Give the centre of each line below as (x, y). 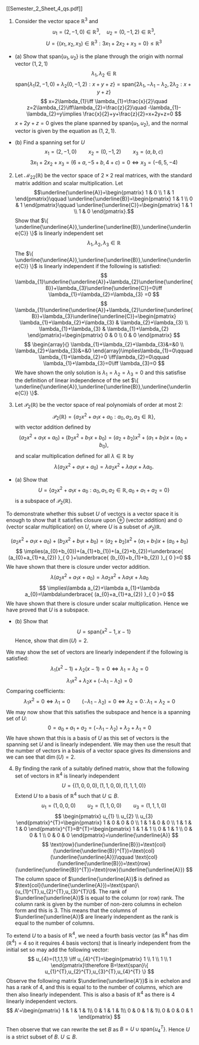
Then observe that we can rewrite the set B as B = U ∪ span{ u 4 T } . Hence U (98, 1029)
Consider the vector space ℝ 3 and (57, 20)
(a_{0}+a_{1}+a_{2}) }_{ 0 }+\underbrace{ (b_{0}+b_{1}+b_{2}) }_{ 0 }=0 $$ (99, 557)
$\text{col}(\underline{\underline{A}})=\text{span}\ (77, 885)
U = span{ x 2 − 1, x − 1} (104, 631)
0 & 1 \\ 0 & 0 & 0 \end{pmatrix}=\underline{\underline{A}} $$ (104, 835)
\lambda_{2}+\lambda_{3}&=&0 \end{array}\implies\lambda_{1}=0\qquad (104, 351)
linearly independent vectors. (42, 1001)
